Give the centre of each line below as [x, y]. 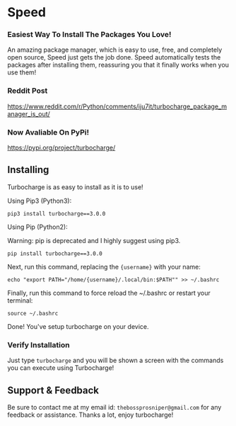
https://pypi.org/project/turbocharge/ [61, 148]
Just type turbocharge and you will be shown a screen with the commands [116, 360]
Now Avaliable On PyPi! [48, 132]
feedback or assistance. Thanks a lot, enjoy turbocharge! [90, 415]
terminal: [20, 300]
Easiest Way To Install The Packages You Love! [89, 35]
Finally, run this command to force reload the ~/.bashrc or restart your [109, 293]
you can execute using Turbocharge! [61, 368]
